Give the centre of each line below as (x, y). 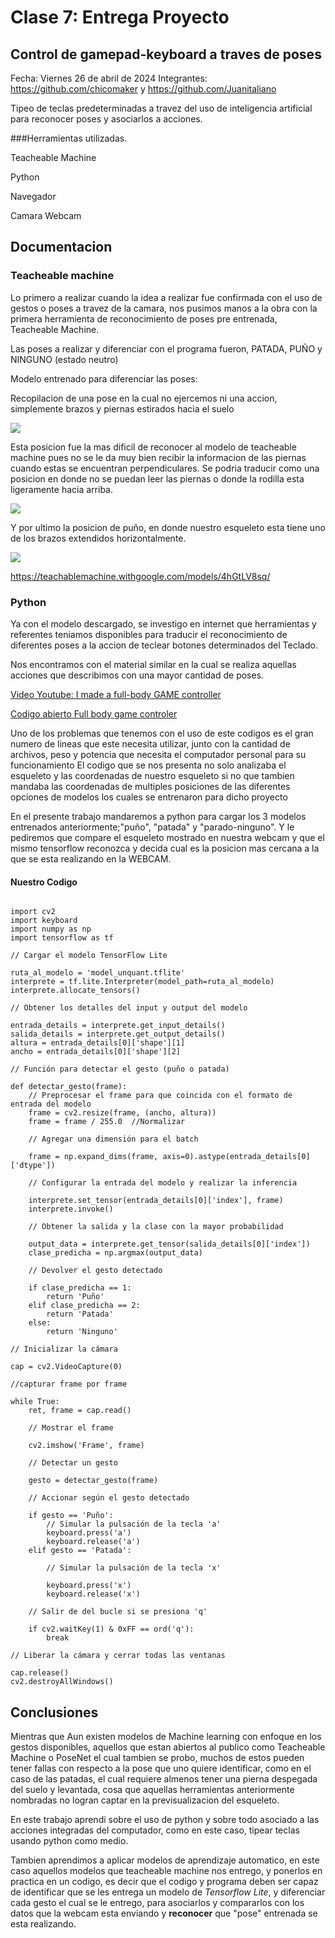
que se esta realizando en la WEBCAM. (91, 858)
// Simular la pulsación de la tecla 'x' (134, 1568)
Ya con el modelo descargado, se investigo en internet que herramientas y (163, 623)
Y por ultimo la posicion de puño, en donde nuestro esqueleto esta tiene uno (168, 527)
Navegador (33, 196)
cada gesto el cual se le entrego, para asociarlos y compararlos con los (157, 1902)
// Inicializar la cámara (64, 1349)
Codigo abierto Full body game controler (94, 713)
